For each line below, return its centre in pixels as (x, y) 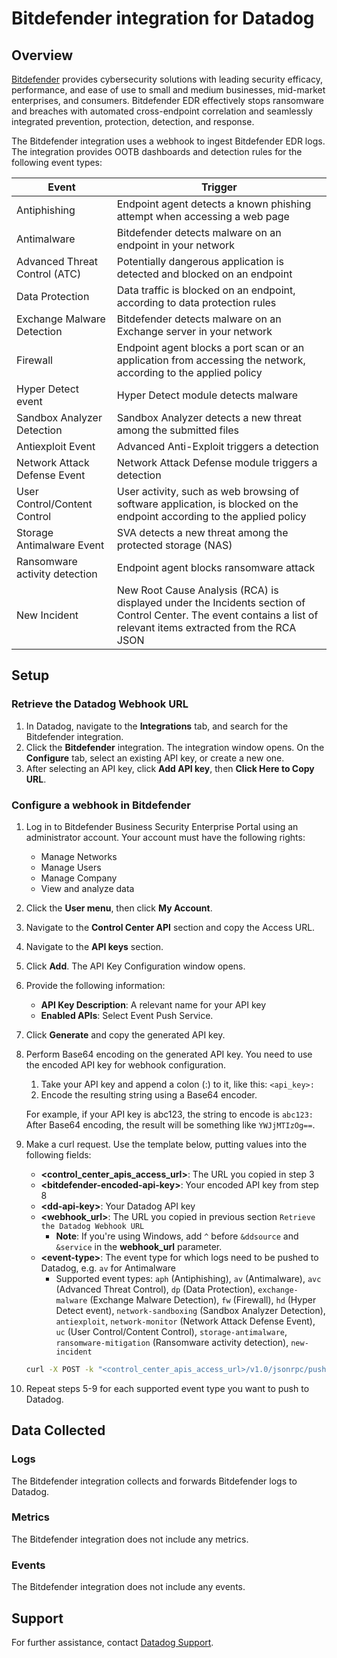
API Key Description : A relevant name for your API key (153, 1004)
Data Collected (58, 1430)
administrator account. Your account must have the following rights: (165, 837)
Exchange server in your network (194, 331)
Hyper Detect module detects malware (207, 395)
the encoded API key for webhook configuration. (126, 1064)
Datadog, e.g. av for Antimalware (108, 1268)
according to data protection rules (196, 302)
